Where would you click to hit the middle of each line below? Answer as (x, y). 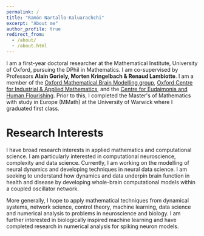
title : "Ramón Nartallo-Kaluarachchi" (55, 18)
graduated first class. (33, 108)
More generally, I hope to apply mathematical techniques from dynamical (98, 200)
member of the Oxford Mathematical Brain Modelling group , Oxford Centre (100, 82)
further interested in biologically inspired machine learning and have (92, 220)
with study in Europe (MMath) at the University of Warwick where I (90, 102)
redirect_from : (25, 35)
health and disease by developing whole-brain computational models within (101, 182)
